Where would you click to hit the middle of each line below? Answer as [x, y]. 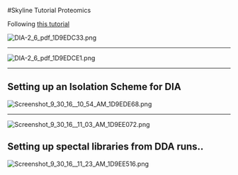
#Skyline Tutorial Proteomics [49, 10]
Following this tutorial [38, 24]
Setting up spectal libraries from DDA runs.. [106, 147]
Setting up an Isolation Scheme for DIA [95, 87]
